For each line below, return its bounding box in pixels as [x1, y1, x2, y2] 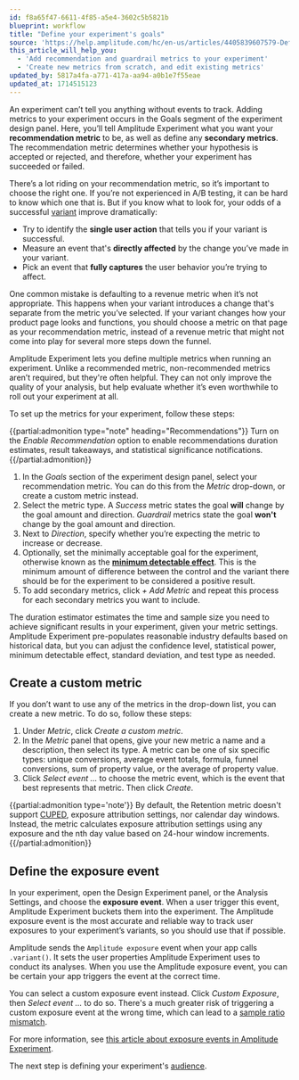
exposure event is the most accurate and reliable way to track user [9, 916, 254, 927]
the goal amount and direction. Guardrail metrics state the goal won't [21, 509, 277, 520]
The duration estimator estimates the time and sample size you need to [9, 612, 270, 622]
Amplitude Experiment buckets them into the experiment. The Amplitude [9, 906, 274, 917]
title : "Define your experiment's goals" [9, 29, 166, 38]
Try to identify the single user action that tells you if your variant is [21, 224, 268, 235]
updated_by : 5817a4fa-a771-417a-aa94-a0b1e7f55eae [9, 71, 201, 80]
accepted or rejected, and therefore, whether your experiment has [9, 151, 252, 161]
